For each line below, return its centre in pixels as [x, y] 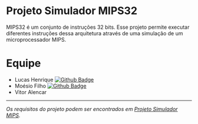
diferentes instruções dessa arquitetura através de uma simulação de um [95, 33]
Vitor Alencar [31, 92]
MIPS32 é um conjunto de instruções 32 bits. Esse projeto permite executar [98, 27]
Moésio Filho [30, 86]
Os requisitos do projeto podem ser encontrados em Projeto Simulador [92, 109]
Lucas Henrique [34, 79]
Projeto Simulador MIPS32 [72, 11]
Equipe [24, 63]
